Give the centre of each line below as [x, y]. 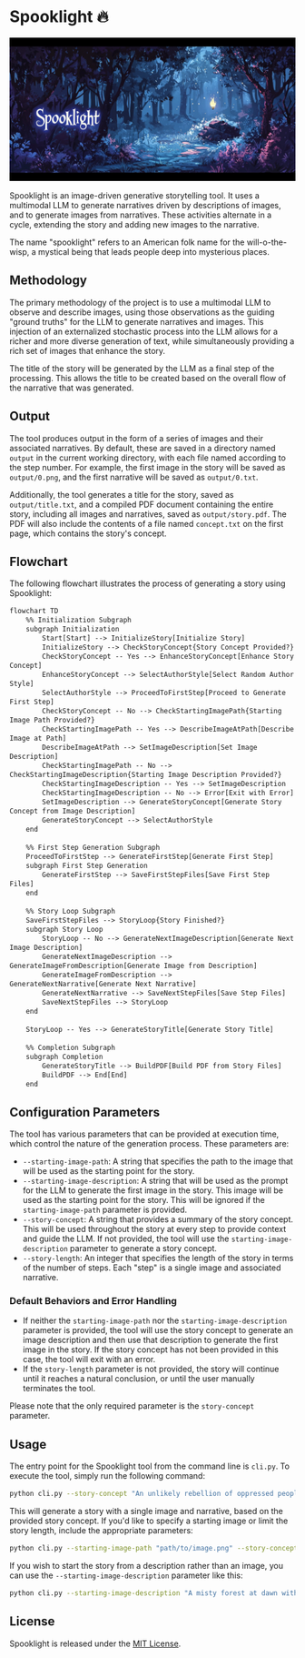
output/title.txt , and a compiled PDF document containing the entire [142, 504]
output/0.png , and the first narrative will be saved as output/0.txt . [134, 477]
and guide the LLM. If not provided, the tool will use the [126, 1238]
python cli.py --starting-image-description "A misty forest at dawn [144, 1593]
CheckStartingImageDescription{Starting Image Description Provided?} [146, 775]
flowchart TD [34, 612]
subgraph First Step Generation [87, 866]
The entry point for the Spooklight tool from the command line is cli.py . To [150, 1466]
